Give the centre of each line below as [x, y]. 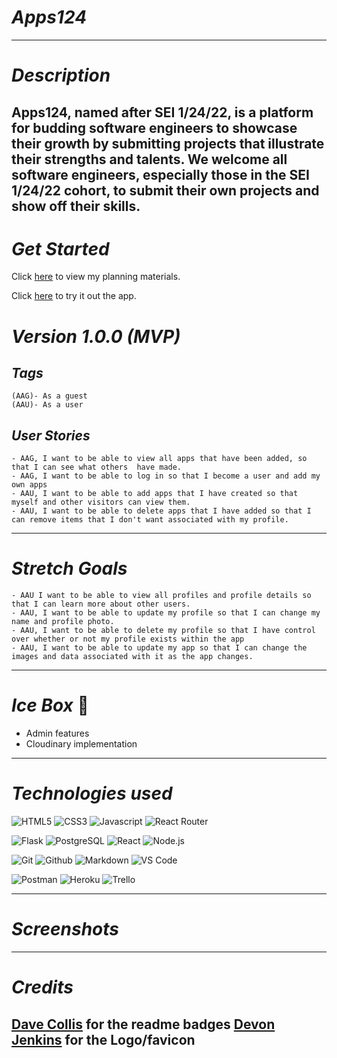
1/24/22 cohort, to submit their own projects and [165, 190]
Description [61, 75]
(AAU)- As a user [47, 405]
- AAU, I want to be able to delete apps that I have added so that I [161, 511]
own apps [29, 485]
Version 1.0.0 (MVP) [96, 336]
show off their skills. [76, 206]
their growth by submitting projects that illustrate [168, 143]
